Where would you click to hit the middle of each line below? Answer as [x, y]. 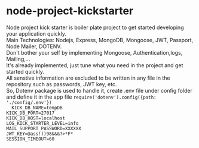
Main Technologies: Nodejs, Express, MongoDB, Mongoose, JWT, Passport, [100, 40]
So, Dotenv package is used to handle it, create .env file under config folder [99, 90]
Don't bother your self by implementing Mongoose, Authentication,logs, [94, 52]
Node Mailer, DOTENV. [34, 46]
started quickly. [25, 71]
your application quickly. [36, 33]
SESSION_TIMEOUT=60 [30, 139]
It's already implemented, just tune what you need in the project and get [95, 65]
